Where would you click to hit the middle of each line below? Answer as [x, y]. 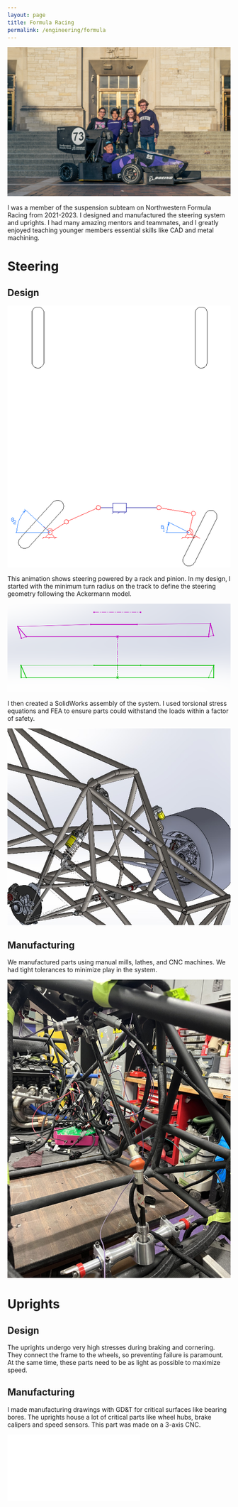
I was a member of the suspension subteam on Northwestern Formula [109, 208]
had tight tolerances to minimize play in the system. [83, 969]
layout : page [27, 15]
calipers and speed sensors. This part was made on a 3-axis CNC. [104, 1425]
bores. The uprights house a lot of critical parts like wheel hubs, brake [109, 1417]
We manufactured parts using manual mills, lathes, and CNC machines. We [117, 962]
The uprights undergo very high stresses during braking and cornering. [111, 1347]
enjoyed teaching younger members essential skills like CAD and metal [110, 230]
